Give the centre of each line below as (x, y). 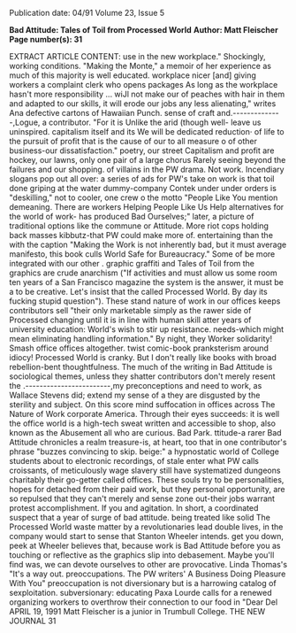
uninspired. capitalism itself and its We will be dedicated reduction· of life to (147, 131)
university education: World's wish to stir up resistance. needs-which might (147, 329)
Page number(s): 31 (46, 39)
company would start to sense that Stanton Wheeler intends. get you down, (147, 536)
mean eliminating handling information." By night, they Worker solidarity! (140, 339)
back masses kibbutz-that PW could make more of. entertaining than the (141, 235)
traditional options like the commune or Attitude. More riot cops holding (139, 226)
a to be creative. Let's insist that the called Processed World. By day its (138, 292)
